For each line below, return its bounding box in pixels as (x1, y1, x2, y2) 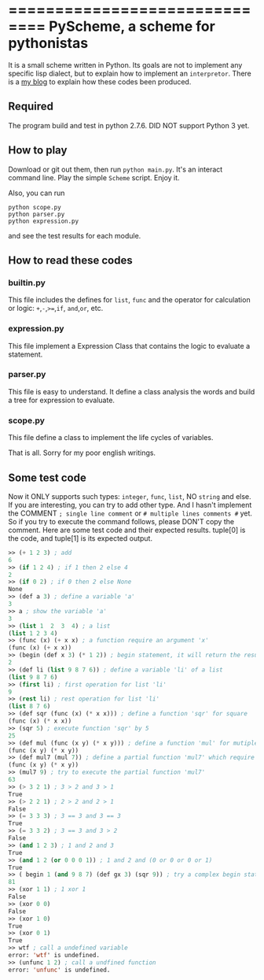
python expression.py (8, 217, 79, 225)
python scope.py (8, 203, 61, 211)
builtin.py (8, 277, 46, 288)
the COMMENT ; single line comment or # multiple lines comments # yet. (8, 508, 253, 518)
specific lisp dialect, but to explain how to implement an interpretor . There (8, 68, 251, 78)
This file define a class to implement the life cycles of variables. (8, 433, 214, 442)
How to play (8, 143, 68, 157)
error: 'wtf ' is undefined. (8, 952, 101, 960)
